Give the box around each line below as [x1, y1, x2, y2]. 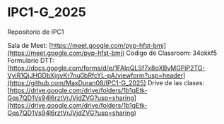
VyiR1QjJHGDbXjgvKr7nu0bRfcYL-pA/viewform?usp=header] [7, 71, 186, 80]
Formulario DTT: [7, 56, 54, 64]
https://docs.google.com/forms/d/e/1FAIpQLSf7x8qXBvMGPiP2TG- [9, 63, 206, 72]
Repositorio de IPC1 [7, 27, 64, 36]
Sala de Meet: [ [7, 41, 52, 49]
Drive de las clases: [147, 78, 205, 87]
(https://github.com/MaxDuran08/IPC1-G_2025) [7, 78, 146, 87]
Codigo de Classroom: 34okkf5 [126, 49, 218, 57]
